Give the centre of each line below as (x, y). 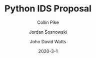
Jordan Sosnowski (48, 32)
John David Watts (48, 41)
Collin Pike (48, 22)
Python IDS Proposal (48, 9)
